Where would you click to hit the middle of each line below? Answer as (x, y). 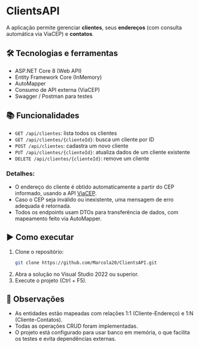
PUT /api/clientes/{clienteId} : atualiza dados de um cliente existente (102, 152)
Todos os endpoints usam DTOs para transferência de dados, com (97, 212)
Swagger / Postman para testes (53, 96)
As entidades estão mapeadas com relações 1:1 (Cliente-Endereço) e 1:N (104, 313)
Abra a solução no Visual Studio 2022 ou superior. (77, 274)
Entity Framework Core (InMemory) (58, 77)
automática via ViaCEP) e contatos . (50, 33)
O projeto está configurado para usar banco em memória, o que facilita (102, 332)
